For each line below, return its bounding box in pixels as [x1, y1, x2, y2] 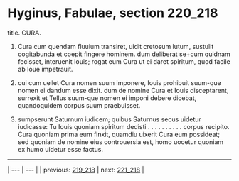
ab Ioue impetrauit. [17, 65, 73, 73]
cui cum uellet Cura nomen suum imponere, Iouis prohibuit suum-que [17, 78, 222, 87]
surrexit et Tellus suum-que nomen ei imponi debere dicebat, [17, 94, 197, 102]
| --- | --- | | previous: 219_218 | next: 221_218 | [7, 165, 144, 174]
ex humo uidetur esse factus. [17, 145, 103, 153]
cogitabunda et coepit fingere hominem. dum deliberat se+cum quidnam [17, 50, 231, 58]
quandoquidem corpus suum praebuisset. [17, 101, 141, 109]
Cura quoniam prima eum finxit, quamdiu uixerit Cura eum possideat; [17, 130, 221, 138]
